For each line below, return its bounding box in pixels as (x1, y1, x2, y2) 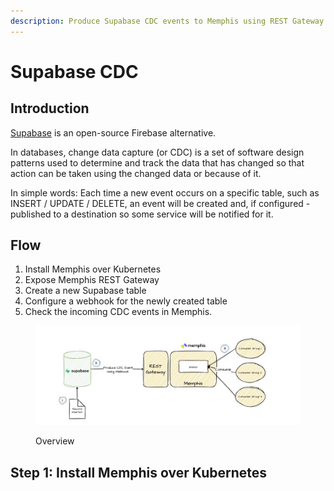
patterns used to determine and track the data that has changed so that (10, 156, 305, 169)
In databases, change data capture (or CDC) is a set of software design (10, 146, 305, 158)
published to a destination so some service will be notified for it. (10, 208, 274, 220)
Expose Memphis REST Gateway (24, 274, 160, 286)
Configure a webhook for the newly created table (24, 295, 228, 307)
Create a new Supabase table (24, 285, 147, 297)
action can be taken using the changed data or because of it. (10, 167, 262, 179)
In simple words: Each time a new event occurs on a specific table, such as (10, 186, 320, 199)
